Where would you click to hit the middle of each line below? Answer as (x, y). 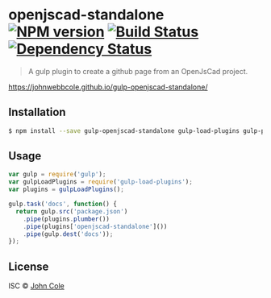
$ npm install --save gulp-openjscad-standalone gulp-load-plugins (124, 130)
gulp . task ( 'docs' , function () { (63, 204)
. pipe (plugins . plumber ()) (67, 219)
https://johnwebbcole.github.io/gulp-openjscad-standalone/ (108, 87)
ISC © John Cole (36, 286)
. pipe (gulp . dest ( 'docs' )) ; (68, 234)
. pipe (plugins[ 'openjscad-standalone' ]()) (95, 226)
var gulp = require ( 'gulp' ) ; (57, 175)
